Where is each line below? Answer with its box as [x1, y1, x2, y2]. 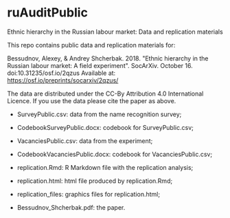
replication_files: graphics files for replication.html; [16, 190, 160, 198]
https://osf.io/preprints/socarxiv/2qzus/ [7, 76, 119, 84]
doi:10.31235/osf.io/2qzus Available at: [7, 69, 116, 77]
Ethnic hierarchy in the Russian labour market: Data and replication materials [7, 28, 223, 36]
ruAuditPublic [7, 5, 88, 21]
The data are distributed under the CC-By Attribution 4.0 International [7, 89, 204, 98]
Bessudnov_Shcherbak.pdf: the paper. [16, 203, 126, 211]
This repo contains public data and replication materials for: [7, 41, 176, 49]
